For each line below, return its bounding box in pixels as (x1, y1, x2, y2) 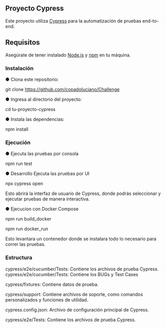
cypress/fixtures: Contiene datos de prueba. (5, 281, 99, 287)
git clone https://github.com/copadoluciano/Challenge (5, 86, 120, 92)
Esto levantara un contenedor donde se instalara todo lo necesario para (5, 236, 157, 242)
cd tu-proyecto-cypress (5, 106, 56, 112)
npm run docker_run (5, 226, 49, 232)
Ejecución (5, 139, 31, 146)
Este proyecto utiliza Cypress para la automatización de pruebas (5, 17, 142, 24)
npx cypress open (5, 180, 44, 187)
